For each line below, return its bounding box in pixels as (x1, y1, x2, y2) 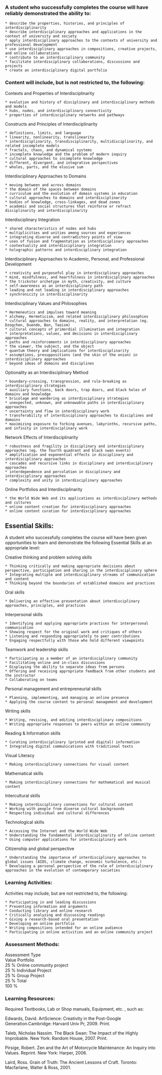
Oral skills (5, 589, 25, 595)
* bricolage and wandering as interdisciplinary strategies (5, 396, 130, 401)
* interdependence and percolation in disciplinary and (5, 469, 120, 474)
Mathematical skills (5, 771, 44, 776)
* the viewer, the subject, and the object (5, 344, 95, 349)
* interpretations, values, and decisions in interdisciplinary (5, 331, 138, 336)
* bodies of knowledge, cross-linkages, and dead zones (5, 199, 120, 205)
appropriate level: (5, 545, 40, 551)
